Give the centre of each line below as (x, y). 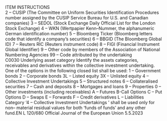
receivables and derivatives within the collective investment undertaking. (80, 65)
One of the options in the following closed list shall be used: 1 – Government (83, 71)
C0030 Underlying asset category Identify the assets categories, (72, 60)
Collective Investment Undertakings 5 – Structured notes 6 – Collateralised (82, 81)
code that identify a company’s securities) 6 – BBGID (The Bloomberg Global (83, 39)
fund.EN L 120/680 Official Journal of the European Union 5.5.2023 (74, 113)
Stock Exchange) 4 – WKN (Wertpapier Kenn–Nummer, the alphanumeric (80, 28)
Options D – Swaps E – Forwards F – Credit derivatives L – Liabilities (75, 97)
